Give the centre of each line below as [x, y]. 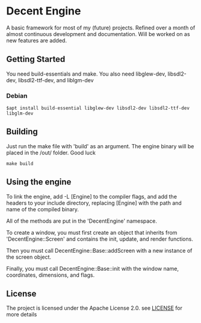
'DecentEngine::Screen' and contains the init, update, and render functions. [100, 239]
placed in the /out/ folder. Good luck [51, 152]
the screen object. [29, 257]
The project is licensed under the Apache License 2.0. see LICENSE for [94, 308]
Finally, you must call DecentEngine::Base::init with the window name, [93, 268]
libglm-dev [20, 113]
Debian [17, 95]
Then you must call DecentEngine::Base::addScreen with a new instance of [99, 250]
